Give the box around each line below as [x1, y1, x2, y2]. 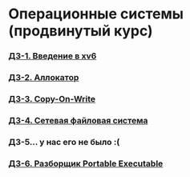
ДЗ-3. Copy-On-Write [8, 93, 96, 104]
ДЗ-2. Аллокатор [8, 72, 79, 83]
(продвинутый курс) [8, 22, 154, 40]
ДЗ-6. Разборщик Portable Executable [8, 158, 164, 169]
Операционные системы [8, 5, 184, 23]
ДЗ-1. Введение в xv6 [8, 50, 97, 62]
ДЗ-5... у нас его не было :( [8, 136, 120, 147]
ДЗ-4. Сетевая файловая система [8, 115, 148, 126]
